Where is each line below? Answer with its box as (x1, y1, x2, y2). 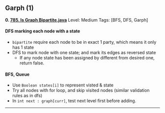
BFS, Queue (5, 71, 30, 77)
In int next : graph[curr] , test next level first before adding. (12, 98, 137, 104)
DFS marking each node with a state (5, 28, 80, 34)
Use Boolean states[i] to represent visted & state (12, 82, 114, 88)
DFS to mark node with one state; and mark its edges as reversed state (12, 50, 156, 56)
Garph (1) (5, 4, 34, 12)
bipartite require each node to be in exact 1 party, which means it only (12, 39, 157, 45)
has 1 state (12, 44, 34, 51)
